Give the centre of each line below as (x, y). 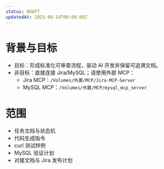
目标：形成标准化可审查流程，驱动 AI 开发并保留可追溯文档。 (88, 65)
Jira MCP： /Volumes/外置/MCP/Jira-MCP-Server (79, 80)
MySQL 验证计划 (34, 153)
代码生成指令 (29, 138)
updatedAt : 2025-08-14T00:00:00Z (46, 17)
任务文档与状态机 (35, 131)
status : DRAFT (23, 11)
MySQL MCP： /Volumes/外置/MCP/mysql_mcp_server (85, 87)
